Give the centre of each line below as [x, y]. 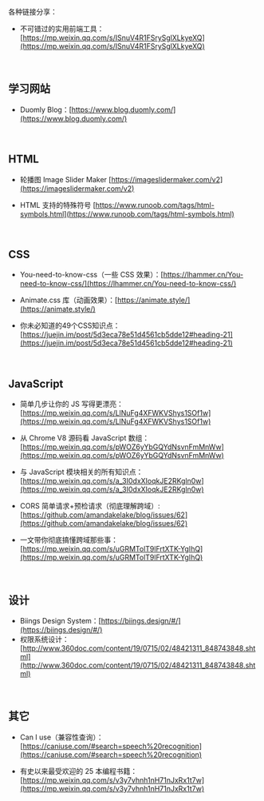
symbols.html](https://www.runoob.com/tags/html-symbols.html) [127, 213]
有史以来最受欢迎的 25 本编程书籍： [79, 771]
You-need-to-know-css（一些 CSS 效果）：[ [91, 275]
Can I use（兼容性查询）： [61, 737]
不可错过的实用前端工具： [62, 29]
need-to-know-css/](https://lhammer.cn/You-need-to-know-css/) [128, 284]
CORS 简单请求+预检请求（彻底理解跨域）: [90, 506]
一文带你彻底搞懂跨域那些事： [69, 540]
